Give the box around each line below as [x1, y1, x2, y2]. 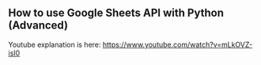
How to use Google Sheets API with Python [8, 6, 224, 20]
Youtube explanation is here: [8, 40, 101, 49]
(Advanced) [8, 19, 69, 32]
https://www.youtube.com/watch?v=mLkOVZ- [102, 40, 253, 49]
